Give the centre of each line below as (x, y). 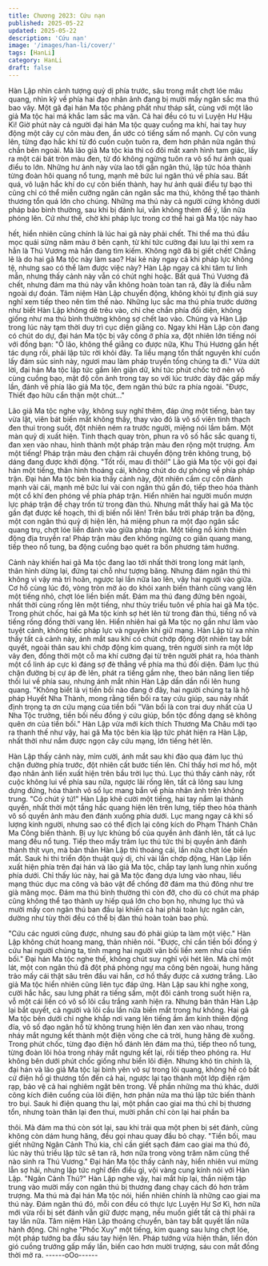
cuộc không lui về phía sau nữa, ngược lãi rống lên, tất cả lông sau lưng (126, 782)
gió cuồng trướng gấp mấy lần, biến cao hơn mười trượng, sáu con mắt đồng (134, 1246)
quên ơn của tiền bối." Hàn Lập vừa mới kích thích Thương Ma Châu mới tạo (133, 723)
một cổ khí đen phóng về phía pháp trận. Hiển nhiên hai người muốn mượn (130, 495)
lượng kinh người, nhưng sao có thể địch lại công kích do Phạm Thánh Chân (133, 824)
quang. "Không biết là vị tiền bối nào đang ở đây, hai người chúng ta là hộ (129, 690)
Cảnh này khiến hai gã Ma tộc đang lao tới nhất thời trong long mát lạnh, (127, 562)
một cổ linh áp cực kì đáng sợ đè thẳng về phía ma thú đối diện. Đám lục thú (134, 664)
